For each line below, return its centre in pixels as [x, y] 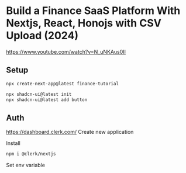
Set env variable [26, 165]
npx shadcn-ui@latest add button [47, 100]
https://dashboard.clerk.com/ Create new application [70, 132]
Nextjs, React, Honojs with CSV [84, 23]
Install [13, 143]
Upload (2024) [42, 36]
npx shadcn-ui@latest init [39, 94]
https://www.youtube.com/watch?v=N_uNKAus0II [66, 51]
